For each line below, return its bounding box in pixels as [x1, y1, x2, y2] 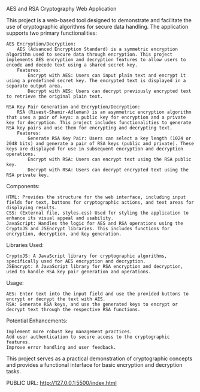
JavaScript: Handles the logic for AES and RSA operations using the [6, 221, 184, 227]
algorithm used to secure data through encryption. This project [6, 52, 172, 58]
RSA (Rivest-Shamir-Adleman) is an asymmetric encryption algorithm [17, 109, 192, 115]
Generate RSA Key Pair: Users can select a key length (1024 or [28, 135, 192, 141]
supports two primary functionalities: [6, 29, 98, 37]
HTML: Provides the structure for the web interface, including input [6, 194, 186, 200]
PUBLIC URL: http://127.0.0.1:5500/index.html [6, 379, 117, 386]
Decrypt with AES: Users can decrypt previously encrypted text [28, 88, 192, 94]
